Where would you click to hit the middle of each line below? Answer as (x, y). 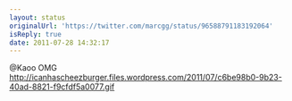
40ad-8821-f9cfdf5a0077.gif (62, 87)
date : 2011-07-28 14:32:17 (59, 42)
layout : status (38, 17)
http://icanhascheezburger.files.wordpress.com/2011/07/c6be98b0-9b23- (146, 78)
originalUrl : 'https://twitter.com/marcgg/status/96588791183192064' (142, 26)
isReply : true (36, 34)
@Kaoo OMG (33, 68)
